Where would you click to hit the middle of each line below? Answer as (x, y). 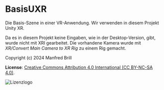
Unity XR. (15, 28)
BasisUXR (26, 9)
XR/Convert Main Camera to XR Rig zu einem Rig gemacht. (66, 48)
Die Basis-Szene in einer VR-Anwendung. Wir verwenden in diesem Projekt (82, 23)
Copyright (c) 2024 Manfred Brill (39, 57)
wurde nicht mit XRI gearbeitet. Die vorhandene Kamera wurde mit (73, 43)
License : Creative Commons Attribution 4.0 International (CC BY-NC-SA (79, 67)
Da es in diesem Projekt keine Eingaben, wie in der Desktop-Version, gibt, (80, 38)
